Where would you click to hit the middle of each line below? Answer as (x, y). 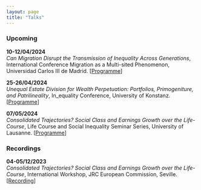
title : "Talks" (25, 17)
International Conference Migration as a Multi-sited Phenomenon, (88, 65)
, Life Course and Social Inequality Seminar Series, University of (104, 126)
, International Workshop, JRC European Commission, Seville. (100, 174)
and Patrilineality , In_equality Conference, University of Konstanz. (88, 95)
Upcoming (22, 39)
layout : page (23, 12)
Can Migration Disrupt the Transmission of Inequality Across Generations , (99, 58)
